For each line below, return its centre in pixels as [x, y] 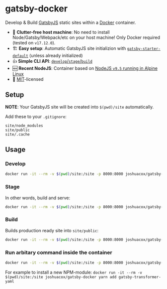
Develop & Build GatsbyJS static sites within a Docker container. [71, 22]
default [20, 56]
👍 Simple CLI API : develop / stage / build [52, 61]
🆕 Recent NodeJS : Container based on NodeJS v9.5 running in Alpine [85, 68]
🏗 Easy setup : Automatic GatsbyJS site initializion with [69, 48]
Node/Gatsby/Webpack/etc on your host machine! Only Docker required [86, 37]
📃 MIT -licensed [28, 79]
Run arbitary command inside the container [59, 252]
